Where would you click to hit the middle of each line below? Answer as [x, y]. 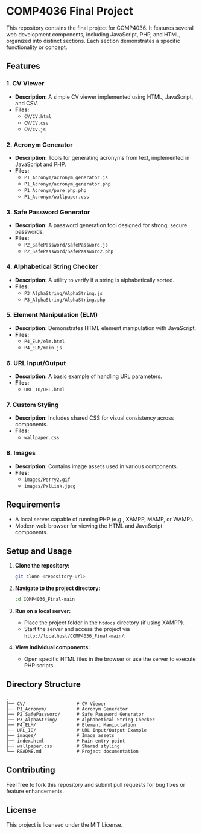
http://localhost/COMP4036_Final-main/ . [75, 636]
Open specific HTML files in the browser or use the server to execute [110, 659]
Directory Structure [44, 685]
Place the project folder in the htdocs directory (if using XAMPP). [104, 623]
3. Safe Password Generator [48, 212]
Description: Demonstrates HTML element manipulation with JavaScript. [106, 328]
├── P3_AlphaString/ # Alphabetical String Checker [80, 720]
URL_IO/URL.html [44, 390]
